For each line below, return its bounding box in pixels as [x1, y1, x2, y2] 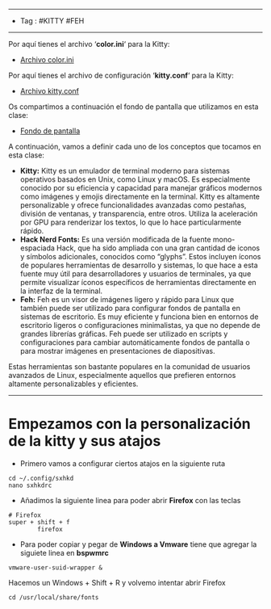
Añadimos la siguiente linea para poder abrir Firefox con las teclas [19, 495, 241, 505]
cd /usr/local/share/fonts [8, 593, 99, 602]
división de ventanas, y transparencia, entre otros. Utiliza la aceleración [19, 209, 258, 218]
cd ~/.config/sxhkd [8, 474, 74, 482]
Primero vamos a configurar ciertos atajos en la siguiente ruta [19, 458, 226, 468]
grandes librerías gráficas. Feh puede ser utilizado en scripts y [19, 329, 228, 338]
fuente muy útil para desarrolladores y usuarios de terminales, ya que [19, 269, 252, 279]
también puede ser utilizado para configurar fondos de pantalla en [19, 304, 240, 313]
